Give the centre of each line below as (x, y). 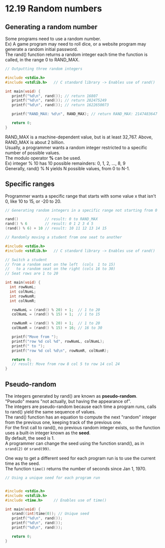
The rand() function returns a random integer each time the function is (76, 54)
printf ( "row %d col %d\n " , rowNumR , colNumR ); (60, 351)
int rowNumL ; (23, 287)
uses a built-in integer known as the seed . (48, 433)
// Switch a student (26, 260)
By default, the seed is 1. (30, 438)
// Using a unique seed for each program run (52, 478)
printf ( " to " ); (28, 346)
